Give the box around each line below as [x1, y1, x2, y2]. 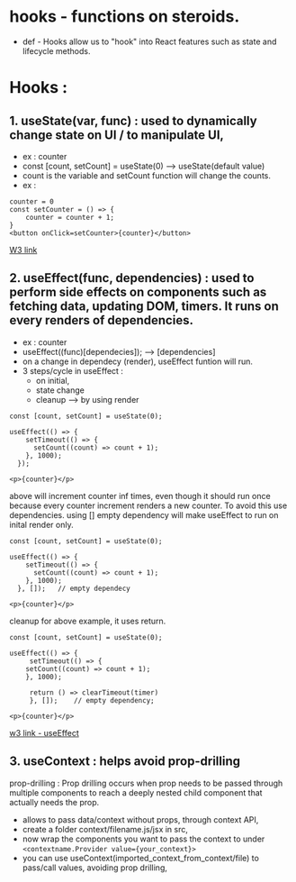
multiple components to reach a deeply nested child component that [9, 787, 263, 798]
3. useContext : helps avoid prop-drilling [9, 754, 241, 769]
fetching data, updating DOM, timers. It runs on [9, 299, 279, 314]
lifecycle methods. [22, 45, 91, 56]
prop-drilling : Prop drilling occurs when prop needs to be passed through [9, 777, 283, 788]
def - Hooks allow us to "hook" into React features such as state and [22, 36, 277, 47]
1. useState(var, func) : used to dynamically [9, 113, 258, 128]
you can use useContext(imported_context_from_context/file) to [22, 852, 259, 863]
